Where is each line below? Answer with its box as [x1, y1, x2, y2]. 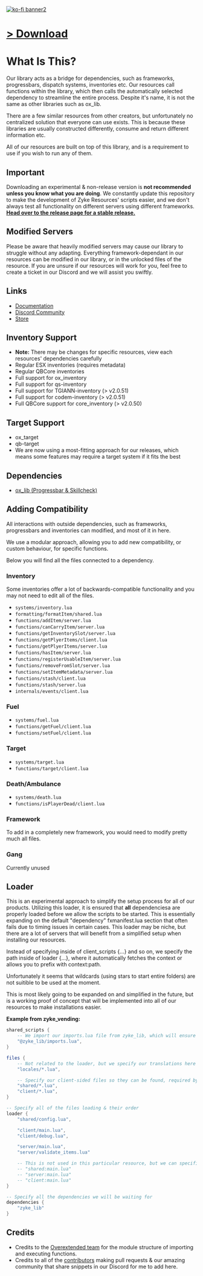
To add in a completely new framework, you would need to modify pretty [6, 829, 187, 836]
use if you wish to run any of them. [6, 150, 93, 157]
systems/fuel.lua [14, 717, 59, 723]
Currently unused [6, 864, 50, 871]
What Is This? [6, 55, 77, 68]
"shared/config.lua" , [17, 1116, 71, 1122]
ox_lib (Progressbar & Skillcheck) [14, 487, 98, 494]
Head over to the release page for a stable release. [6, 209, 136, 216]
